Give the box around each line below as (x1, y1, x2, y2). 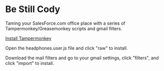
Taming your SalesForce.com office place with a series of (5, 20, 125, 26)
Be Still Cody (5, 4, 60, 15)
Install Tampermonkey (5, 35, 52, 41)
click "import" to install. (5, 60, 54, 66)
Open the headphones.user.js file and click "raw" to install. (5, 45, 128, 51)
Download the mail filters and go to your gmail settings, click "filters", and (5, 54, 159, 61)
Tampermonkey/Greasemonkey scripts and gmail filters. (5, 25, 122, 31)
